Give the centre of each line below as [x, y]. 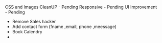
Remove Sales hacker [34, 21]
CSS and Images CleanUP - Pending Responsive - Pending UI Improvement [81, 7]
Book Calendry [27, 32]
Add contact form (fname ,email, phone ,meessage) [64, 27]
